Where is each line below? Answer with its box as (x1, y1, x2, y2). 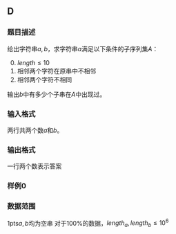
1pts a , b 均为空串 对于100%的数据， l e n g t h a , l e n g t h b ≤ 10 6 (7, 217, 169, 228)
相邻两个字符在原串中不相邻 (17, 66, 97, 75)
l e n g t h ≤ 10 (17, 58, 50, 66)
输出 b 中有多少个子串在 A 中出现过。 (7, 90, 106, 98)
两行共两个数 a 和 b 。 (7, 126, 63, 134)
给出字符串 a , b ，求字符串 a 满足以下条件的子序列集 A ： (7, 44, 159, 53)
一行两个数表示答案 (7, 162, 62, 170)
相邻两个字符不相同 (17, 75, 72, 84)
